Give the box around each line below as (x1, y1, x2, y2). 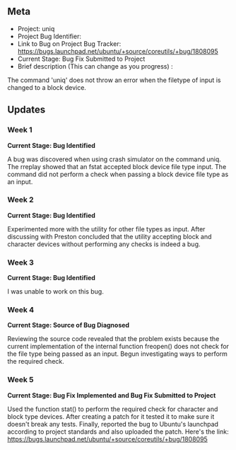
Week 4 (7, 305, 35, 315)
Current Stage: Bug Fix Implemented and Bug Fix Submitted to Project (7, 391, 216, 399)
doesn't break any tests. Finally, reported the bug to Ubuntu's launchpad (7, 420, 219, 428)
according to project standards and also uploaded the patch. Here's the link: (7, 427, 229, 436)
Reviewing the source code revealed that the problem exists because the (7, 335, 220, 343)
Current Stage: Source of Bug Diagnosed (7, 321, 129, 330)
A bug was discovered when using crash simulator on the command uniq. (7, 155, 221, 163)
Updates (7, 104, 46, 116)
